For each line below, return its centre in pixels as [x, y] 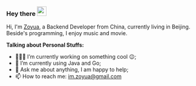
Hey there [21, 13]
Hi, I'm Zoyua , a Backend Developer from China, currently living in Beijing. [98, 27]
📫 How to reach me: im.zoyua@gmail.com [68, 76]
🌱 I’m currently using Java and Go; [58, 63]
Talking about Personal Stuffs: [45, 45]
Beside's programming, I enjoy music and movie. [67, 33]
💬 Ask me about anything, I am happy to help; [72, 70]
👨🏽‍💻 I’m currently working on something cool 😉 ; [76, 57]
